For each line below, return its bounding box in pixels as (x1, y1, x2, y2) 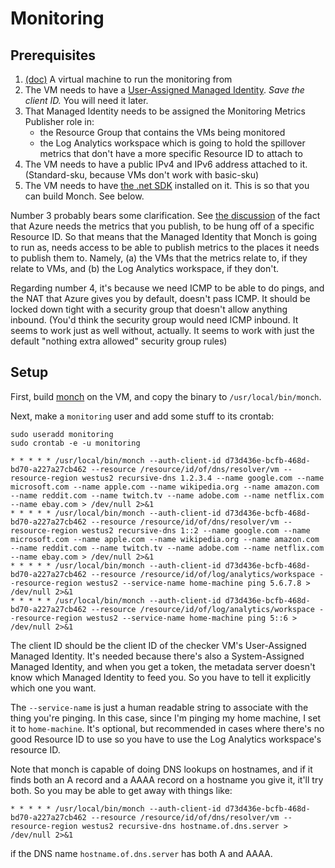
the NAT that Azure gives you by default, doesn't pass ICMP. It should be (10, 293, 311, 304)
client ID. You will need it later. (24, 95, 149, 106)
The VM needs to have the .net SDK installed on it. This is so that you (24, 180, 310, 191)
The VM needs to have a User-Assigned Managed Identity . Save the (24, 84, 305, 96)
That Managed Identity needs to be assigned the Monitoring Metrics (24, 105, 306, 117)
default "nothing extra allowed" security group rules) (10, 335, 228, 347)
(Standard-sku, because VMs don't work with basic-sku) (24, 169, 260, 181)
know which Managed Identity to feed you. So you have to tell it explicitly (10, 671, 312, 683)
